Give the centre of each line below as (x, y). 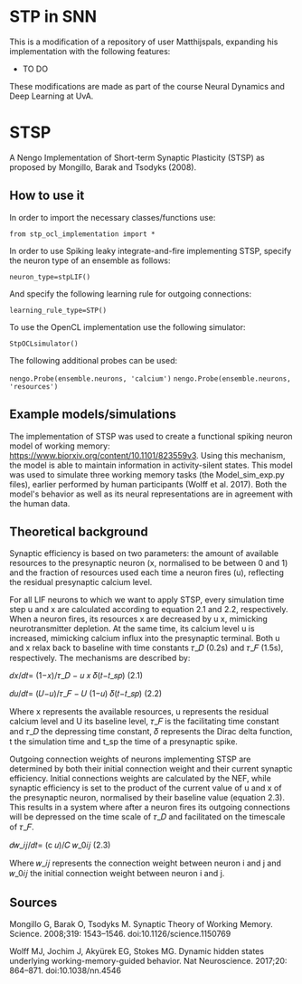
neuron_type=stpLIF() (50, 277)
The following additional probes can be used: (94, 360)
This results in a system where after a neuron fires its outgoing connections (150, 808)
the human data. (40, 503)
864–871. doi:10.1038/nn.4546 (66, 970)
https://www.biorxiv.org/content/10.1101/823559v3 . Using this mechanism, (148, 455)
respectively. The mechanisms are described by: (100, 658)
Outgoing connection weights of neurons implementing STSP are (130, 759)
